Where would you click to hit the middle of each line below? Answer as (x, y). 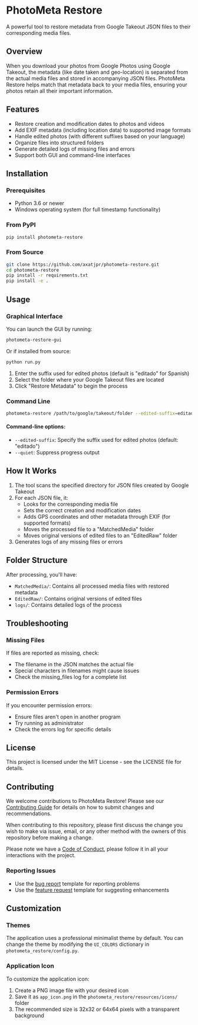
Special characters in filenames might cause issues (77, 671)
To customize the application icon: (48, 979)
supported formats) (47, 523)
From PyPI (21, 225)
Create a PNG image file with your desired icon (72, 990)
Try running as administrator (49, 723)
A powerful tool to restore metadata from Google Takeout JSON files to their (98, 27)
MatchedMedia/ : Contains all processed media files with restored (92, 586)
